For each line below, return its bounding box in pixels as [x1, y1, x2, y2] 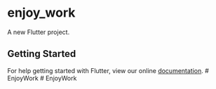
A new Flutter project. [7, 28, 70, 36]
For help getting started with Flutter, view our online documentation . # [7, 66, 209, 74]
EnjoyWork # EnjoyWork [7, 74, 77, 82]
